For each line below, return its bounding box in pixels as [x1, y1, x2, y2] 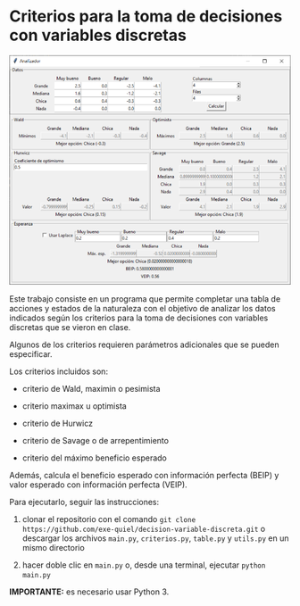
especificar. [9, 349, 53, 360]
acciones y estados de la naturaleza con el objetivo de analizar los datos [9, 303, 276, 314]
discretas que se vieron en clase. [9, 322, 131, 333]
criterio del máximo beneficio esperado [21, 452, 167, 463]
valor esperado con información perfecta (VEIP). [9, 479, 187, 490]
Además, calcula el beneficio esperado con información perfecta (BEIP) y [9, 470, 279, 481]
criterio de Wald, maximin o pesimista [21, 384, 161, 394]
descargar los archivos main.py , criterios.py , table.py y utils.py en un [21, 533, 289, 544]
